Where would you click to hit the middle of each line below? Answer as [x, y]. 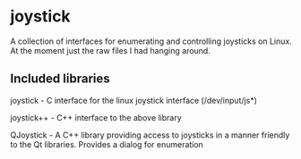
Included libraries [60, 79]
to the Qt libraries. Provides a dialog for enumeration [107, 144]
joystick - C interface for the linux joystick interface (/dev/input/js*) [134, 100]
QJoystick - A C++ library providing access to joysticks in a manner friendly [150, 135]
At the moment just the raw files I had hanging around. [111, 50]
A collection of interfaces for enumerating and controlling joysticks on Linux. [151, 41]
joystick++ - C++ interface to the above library [96, 117]
